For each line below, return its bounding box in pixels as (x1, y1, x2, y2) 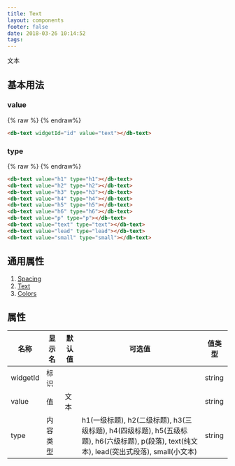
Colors (17, 289, 37, 297)
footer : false (7, 23, 49, 30)
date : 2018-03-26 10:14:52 (7, 29, 86, 37)
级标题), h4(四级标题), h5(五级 (81, 426, 181, 436)
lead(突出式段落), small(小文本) (95, 447, 198, 457)
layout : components (7, 17, 64, 24)
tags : (7, 36, 23, 43)
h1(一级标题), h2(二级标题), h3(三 (81, 416, 192, 425)
